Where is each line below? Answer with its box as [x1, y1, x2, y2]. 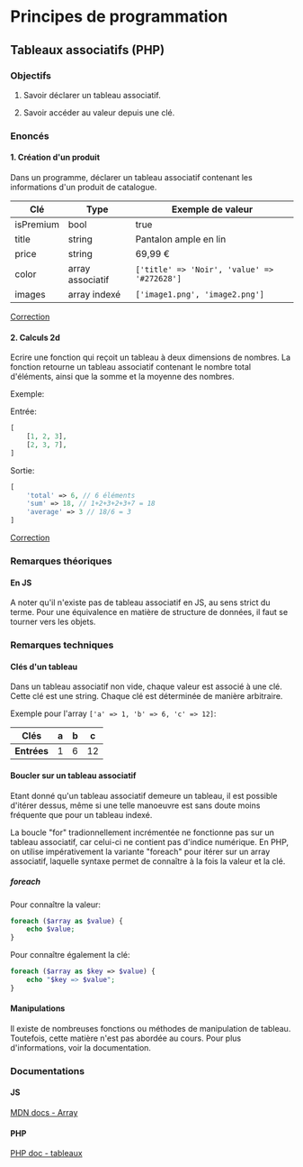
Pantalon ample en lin [135, 233, 227, 245]
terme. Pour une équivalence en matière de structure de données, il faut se [10, 607, 289, 618]
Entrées [14, 745, 49, 758]
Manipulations [10, 1003, 66, 1014]
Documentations [10, 1064, 85, 1077]
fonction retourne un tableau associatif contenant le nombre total [10, 362, 251, 372]
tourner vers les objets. [10, 616, 96, 628]
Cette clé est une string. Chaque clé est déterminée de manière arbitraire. [10, 691, 283, 702]
